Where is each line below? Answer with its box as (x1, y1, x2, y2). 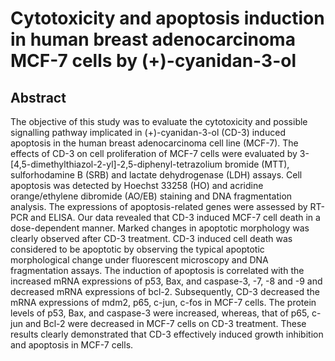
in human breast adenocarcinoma (10, 28, 296, 51)
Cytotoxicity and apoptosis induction (10, 7, 325, 30)
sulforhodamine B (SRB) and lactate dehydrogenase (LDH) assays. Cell (10, 169, 303, 181)
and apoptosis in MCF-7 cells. (10, 339, 134, 351)
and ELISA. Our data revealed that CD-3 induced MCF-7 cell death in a (30, 212, 321, 223)
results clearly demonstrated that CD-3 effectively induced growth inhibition (10, 328, 324, 340)
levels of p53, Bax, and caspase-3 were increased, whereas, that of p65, (10, 307, 310, 319)
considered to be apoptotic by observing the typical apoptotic (10, 243, 265, 255)
